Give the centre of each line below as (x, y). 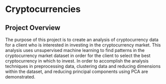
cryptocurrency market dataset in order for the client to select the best (78, 55)
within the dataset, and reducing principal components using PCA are (77, 71)
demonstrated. (20, 77)
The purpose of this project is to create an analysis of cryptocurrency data (82, 39)
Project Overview (33, 28)
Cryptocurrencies (43, 9)
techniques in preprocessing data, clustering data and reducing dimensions (83, 66)
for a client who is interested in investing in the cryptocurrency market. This (83, 45)
